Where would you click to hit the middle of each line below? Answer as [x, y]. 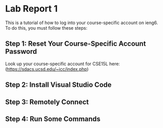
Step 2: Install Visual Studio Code [58, 85]
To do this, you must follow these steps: [46, 28]
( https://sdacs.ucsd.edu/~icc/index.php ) [47, 69]
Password [21, 51]
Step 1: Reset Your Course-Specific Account [76, 44]
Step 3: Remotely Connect [47, 102]
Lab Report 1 [31, 9]
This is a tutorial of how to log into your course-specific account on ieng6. [82, 23]
